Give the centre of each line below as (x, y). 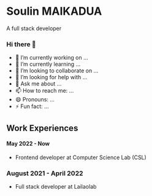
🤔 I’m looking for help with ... (51, 77)
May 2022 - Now (28, 144)
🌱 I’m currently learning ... (48, 64)
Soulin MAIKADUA (54, 11)
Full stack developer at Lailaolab (56, 187)
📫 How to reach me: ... (44, 91)
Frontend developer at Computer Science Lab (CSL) (81, 157)
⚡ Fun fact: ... (32, 106)
